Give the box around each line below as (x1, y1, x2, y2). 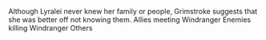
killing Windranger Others (8, 24, 93, 32)
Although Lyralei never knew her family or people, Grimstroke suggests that (8, 7, 258, 16)
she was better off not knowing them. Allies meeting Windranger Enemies (8, 15, 251, 24)
